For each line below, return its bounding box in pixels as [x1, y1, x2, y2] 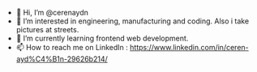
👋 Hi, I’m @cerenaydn [15, 8, 89, 17]
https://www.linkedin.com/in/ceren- [129, 43, 249, 52]
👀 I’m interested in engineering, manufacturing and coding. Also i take [15, 16, 250, 26]
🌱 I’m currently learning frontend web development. [15, 33, 189, 43]
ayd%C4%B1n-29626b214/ [15, 54, 108, 64]
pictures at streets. [15, 25, 79, 34]
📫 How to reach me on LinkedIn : [15, 43, 128, 52]
